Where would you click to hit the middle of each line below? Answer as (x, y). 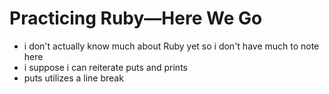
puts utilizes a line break (73, 78)
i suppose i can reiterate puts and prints (105, 67)
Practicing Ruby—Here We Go (136, 18)
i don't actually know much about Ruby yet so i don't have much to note (171, 46)
